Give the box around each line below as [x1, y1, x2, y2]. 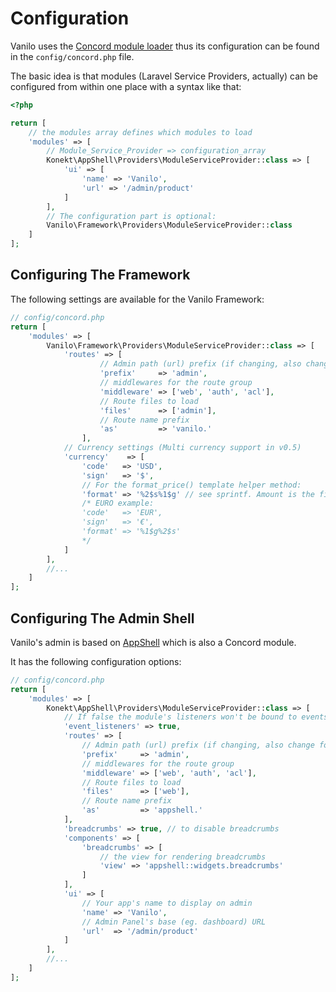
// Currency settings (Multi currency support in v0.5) [63, 443, 302, 453]
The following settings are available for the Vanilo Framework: [10, 293, 265, 305]
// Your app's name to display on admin [81, 898, 253, 908]
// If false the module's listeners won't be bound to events [63, 712, 329, 722]
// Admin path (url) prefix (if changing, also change [81, 740, 315, 751]
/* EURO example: [81, 498, 155, 509]
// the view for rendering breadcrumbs [99, 852, 267, 862]
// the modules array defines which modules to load [28, 127, 253, 137]
